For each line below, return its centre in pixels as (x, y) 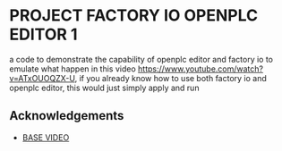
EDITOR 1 (43, 34)
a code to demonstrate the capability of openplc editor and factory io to (141, 59)
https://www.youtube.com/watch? (201, 69)
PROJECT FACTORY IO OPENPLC (133, 16)
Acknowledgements (67, 116)
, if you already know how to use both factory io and (171, 78)
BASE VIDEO (46, 137)
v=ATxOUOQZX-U (42, 78)
